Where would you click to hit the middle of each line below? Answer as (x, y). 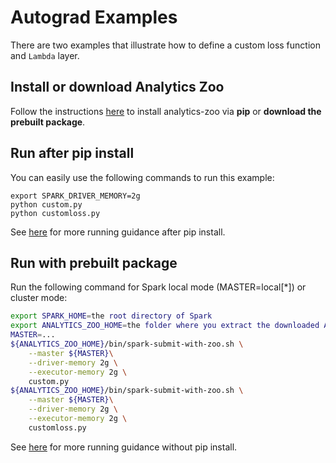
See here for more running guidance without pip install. (124, 447)
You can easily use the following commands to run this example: (142, 177)
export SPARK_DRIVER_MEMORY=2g (75, 196)
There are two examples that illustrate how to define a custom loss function (165, 45)
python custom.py (46, 204)
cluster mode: (39, 298)
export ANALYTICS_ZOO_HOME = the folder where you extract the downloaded (165, 326)
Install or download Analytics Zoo (117, 87)
